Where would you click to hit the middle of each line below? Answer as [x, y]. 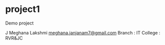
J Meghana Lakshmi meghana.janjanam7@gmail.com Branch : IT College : [83, 32]
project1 [23, 9]
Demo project [20, 23]
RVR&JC [14, 38]
